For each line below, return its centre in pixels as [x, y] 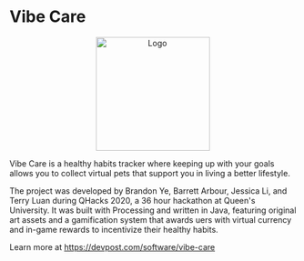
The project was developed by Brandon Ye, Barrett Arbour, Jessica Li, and [148, 191]
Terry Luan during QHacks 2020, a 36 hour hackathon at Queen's [132, 200]
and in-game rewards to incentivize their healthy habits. [114, 229]
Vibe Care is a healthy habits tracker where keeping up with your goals [142, 163]
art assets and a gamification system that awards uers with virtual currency [151, 219]
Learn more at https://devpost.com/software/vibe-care [112, 246]
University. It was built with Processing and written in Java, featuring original [153, 210]
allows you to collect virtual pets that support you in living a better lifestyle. [150, 173]
